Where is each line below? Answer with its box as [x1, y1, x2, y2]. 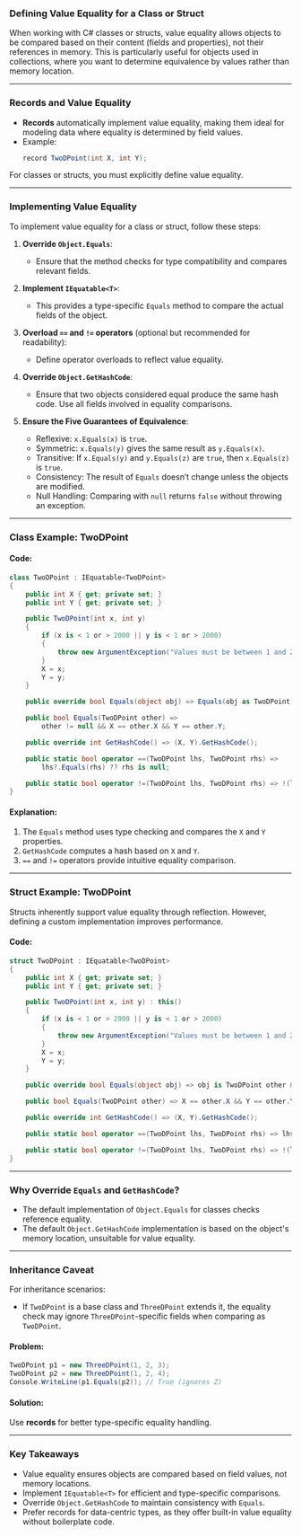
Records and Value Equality [9, 97, 132, 110]
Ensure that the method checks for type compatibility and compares [35, 255, 288, 267]
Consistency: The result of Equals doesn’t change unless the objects [35, 471, 289, 482]
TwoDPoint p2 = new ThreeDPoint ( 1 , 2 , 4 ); [9, 1369, 170, 1379]
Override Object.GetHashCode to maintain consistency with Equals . [21, 1496, 266, 1507]
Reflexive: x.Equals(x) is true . [35, 433, 148, 444]
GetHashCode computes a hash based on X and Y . [21, 845, 200, 856]
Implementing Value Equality [9, 200, 137, 213]
